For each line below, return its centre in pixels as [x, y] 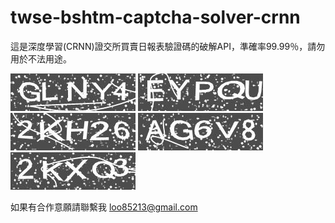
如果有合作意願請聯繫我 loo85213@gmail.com [104, 207]
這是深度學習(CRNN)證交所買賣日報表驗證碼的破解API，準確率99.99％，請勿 [168, 46]
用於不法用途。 [41, 58]
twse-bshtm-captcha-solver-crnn [155, 17]
